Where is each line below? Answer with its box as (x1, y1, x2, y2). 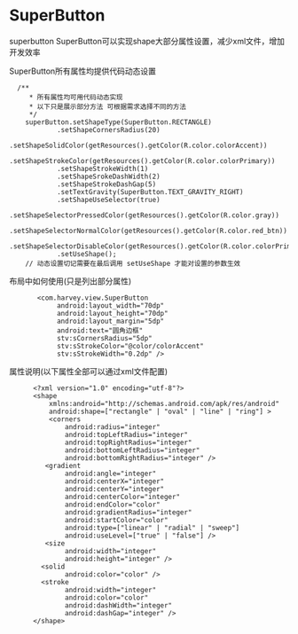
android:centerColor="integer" (65, 492, 180, 501)
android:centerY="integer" (65, 484, 165, 493)
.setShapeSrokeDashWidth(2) (56, 172, 161, 181)
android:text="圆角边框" (56, 325, 144, 335)
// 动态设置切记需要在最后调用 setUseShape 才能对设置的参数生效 (25, 259, 241, 268)
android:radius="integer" (65, 422, 161, 431)
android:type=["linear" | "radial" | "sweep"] (65, 523, 240, 532)
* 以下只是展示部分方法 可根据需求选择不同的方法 (28, 102, 186, 111)
